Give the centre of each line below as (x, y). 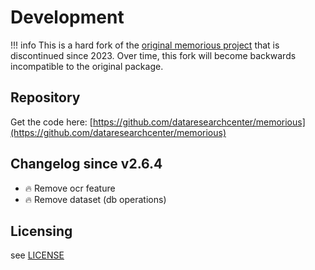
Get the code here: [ (51, 122)
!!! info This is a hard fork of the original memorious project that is (145, 45)
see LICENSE (37, 255)
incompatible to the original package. (87, 66)
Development (67, 17)
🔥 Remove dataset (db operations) (95, 199)
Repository (45, 97)
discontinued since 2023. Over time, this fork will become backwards (153, 55)
